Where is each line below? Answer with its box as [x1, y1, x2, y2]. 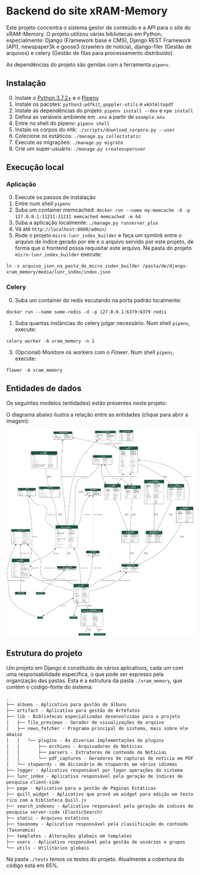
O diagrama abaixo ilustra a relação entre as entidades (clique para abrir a [6, 411, 189, 418]
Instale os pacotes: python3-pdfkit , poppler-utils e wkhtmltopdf [14, 100, 174, 108]
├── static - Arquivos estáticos [6, 815, 90, 821]
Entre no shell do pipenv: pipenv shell [14, 120, 110, 127]
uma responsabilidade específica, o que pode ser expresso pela [6, 671, 164, 678]
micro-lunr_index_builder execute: [14, 251, 102, 258]
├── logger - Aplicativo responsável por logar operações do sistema [6, 767, 183, 773]
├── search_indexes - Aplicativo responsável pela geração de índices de [6, 803, 194, 809]
